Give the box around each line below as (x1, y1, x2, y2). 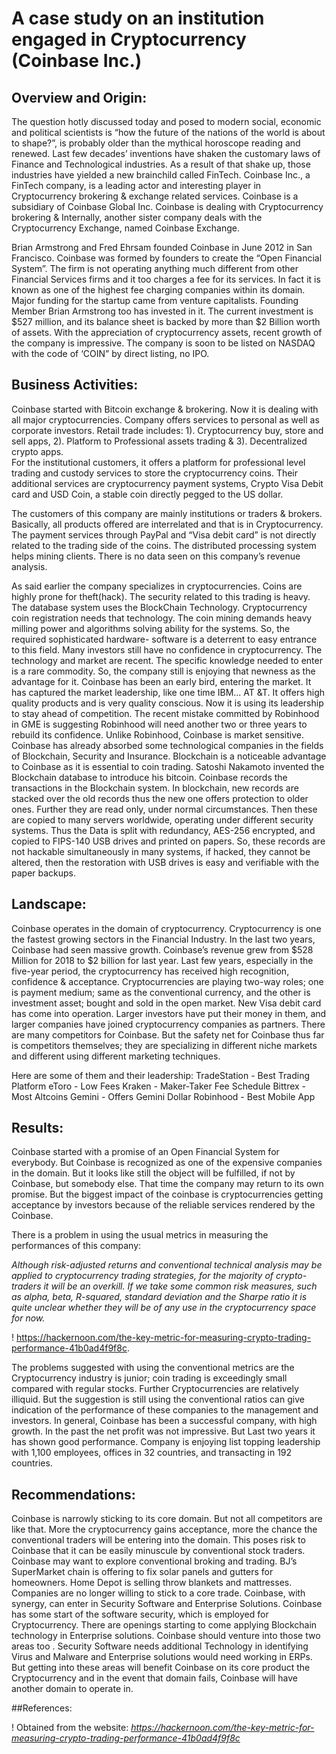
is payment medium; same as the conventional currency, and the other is (11, 986, 311, 998)
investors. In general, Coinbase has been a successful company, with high (11, 1415, 318, 1427)
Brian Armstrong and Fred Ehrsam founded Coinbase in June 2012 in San (11, 242, 313, 253)
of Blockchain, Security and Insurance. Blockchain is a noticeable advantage (11, 750, 327, 762)
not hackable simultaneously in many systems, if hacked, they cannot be (11, 845, 311, 857)
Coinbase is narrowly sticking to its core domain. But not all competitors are (11, 1513, 323, 1525)
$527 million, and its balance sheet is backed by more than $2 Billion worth (11, 316, 321, 327)
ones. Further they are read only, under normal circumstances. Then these (11, 803, 318, 815)
